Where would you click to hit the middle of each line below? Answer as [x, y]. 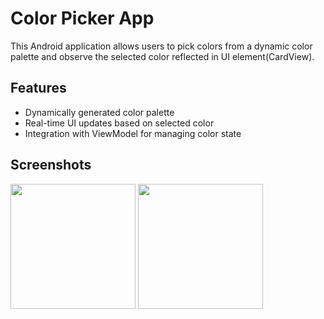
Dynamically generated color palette [99, 112]
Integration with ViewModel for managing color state [133, 133]
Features [38, 88]
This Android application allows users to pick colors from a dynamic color [161, 46]
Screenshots [51, 165]
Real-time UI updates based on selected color [119, 123]
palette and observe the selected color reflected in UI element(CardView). [162, 56]
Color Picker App [82, 18]
